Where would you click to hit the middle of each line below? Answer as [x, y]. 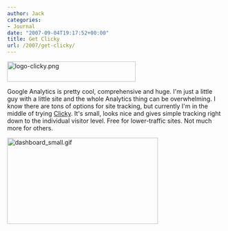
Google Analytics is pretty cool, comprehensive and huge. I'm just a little [110, 91]
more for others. [30, 128]
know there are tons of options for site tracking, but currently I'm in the [108, 106]
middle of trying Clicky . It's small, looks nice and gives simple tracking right [114, 113]
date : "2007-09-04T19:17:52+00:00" [58, 33]
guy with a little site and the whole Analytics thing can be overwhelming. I [111, 99]
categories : [24, 20]
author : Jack [26, 13]
